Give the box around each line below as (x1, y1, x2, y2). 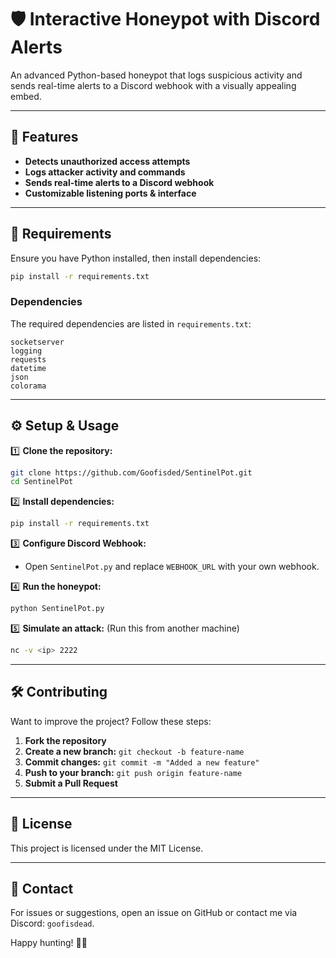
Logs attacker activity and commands (24, 166, 186, 178)
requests (10, 354, 47, 365)
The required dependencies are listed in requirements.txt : (10, 317, 252, 330)
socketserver (10, 337, 65, 347)
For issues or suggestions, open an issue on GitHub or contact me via (10, 907, 298, 919)
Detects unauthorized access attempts (24, 155, 191, 167)
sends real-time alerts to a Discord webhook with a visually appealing (10, 79, 297, 91)
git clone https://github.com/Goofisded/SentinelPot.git (10, 467, 253, 478)
